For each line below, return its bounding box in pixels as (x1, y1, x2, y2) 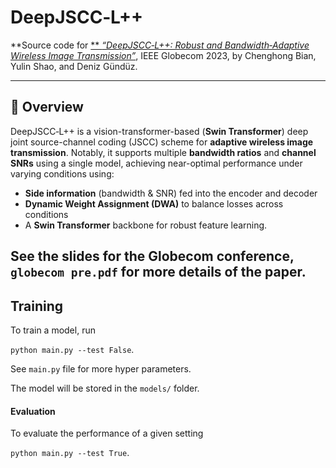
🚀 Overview (10, 99, 84, 116)
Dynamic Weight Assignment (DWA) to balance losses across (24, 197, 284, 210)
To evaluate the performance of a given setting (10, 427, 204, 440)
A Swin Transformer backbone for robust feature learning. (24, 219, 268, 231)
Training (10, 297, 64, 315)
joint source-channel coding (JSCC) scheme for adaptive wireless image (10, 136, 314, 148)
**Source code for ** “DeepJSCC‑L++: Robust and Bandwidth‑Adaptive (10, 39, 310, 51)
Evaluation (10, 405, 56, 417)
